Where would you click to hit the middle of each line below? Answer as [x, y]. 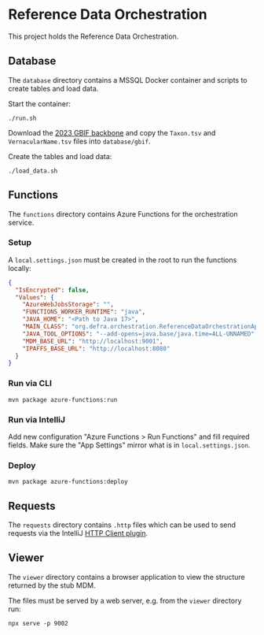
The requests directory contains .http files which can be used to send [122, 525]
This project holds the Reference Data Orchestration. [93, 36]
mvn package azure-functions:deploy [68, 482]
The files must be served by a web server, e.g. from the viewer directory [125, 600]
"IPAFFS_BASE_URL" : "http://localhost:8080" [96, 348]
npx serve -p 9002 [38, 623]
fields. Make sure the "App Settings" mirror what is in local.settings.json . [129, 445]
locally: [20, 268]
